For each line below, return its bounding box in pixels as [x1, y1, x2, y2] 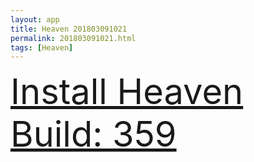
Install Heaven [10, 70, 244, 114]
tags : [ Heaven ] [10, 42, 74, 53]
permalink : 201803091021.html [10, 33, 137, 43]
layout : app [10, 14, 60, 25]
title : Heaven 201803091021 [10, 24, 128, 34]
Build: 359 [10, 112, 177, 156]
